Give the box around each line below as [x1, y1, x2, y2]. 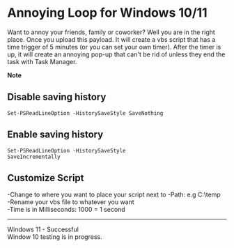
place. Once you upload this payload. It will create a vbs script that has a [7, 35, 216, 43]
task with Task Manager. [7, 57, 77, 65]
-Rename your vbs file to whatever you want [7, 198, 134, 206]
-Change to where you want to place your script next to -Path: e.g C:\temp [7, 190, 221, 199]
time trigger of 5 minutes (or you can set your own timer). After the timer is [7, 42, 221, 51]
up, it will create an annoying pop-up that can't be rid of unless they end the [7, 50, 226, 59]
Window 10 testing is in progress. [7, 233, 102, 241]
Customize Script [7, 172, 85, 184]
